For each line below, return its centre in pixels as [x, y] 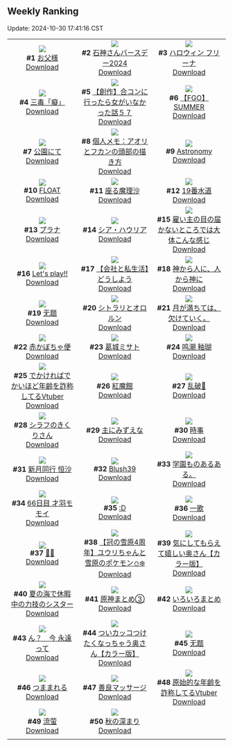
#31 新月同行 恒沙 [42, 469]
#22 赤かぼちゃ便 [42, 346]
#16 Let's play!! [42, 274]
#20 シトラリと [108, 308]
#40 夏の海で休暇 [42, 594]
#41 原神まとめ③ [115, 598]
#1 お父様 [43, 58]
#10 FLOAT [42, 190]
